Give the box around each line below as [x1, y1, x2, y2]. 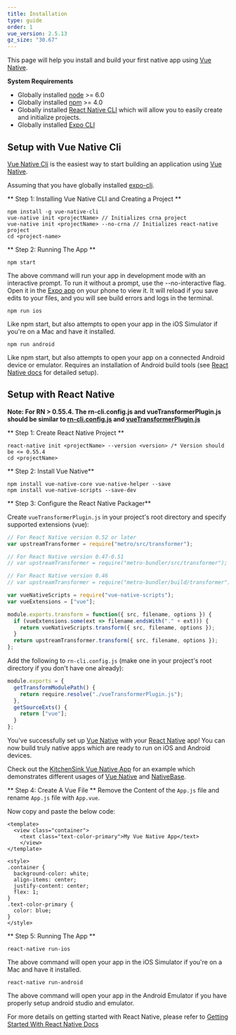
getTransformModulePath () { [13, 684, 96, 691]
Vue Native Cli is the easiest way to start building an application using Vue [7, 159, 223, 168]
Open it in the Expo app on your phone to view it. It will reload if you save [7, 286, 219, 295]
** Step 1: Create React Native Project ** [7, 428, 124, 437]
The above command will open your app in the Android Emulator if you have [7, 991, 227, 1000]
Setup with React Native [7, 388, 115, 400]
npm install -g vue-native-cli [7, 208, 99, 215]
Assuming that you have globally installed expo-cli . [7, 180, 155, 189]
